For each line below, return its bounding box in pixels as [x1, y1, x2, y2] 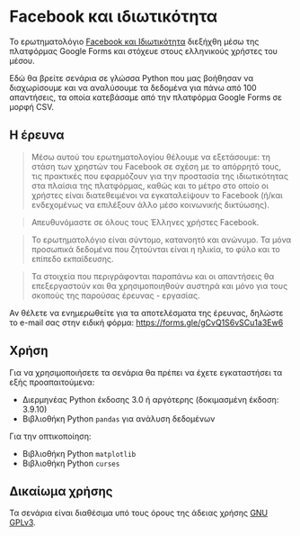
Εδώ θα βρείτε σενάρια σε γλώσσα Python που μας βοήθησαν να [9, 72, 254, 83]
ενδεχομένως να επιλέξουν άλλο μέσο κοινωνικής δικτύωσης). [31, 199, 269, 210]
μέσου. [9, 55, 35, 66]
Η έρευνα [9, 128, 65, 143]
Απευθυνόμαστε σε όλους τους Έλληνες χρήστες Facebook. [31, 216, 260, 227]
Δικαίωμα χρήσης [9, 484, 113, 499]
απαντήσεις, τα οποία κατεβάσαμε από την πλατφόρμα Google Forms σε [9, 92, 283, 103]
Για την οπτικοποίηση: [9, 431, 92, 441]
